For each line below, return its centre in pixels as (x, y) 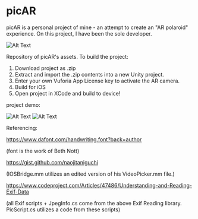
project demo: (23, 104)
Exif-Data (18, 192)
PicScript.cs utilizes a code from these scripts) (63, 210)
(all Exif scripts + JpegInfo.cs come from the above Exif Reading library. (94, 203)
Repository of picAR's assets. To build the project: (67, 56)
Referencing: (22, 128)
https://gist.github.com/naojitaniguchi (52, 162)
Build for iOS (30, 87)
